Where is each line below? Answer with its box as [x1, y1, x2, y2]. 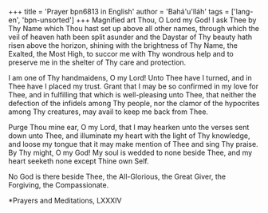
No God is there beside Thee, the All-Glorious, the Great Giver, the [8, 172, 226, 181]
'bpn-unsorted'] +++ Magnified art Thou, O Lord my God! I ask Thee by [22, 15, 257, 25]
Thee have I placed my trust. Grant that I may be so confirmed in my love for [8, 81, 259, 91]
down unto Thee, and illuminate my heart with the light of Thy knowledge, [8, 131, 250, 140]
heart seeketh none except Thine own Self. [8, 156, 149, 166]
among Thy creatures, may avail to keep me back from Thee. [8, 107, 209, 116]
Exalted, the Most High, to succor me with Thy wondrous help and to [8, 49, 234, 58]
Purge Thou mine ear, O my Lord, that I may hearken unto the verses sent [8, 123, 250, 132]
